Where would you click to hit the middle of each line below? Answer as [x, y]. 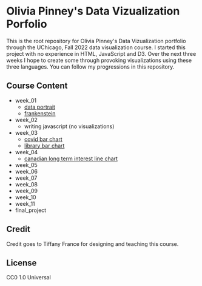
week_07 [26, 178]
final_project [31, 210]
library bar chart [44, 145]
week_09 [26, 191]
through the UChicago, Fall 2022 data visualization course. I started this [96, 47]
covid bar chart [43, 139]
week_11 [25, 203]
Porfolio [27, 24]
